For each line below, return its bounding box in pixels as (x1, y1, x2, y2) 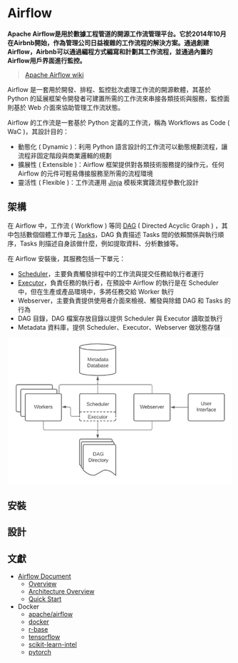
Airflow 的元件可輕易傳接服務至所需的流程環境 (17, 169, 153, 178)
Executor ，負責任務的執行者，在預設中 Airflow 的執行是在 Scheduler (17, 278, 219, 287)
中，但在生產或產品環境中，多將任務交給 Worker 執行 (17, 287, 175, 295)
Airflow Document (17, 572, 71, 581)
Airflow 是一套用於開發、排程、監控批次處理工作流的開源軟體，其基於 (7, 85, 212, 93)
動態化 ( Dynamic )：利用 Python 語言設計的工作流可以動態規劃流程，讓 (17, 142, 228, 151)
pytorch (28, 648, 52, 657)
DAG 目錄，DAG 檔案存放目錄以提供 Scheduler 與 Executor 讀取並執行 (17, 314, 223, 323)
